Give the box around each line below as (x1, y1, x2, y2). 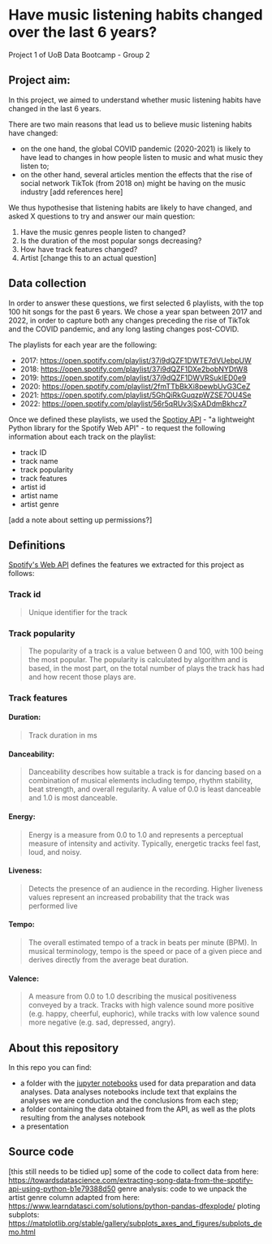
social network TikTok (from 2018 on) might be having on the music (19, 178, 246, 188)
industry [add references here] (19, 187, 123, 197)
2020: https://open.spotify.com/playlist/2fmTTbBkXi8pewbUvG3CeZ (19, 381, 251, 391)
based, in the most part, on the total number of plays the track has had (28, 663, 265, 673)
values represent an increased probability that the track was (28, 892, 230, 902)
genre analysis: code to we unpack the (117, 1184, 248, 1194)
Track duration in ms (28, 730, 97, 740)
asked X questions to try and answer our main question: (8, 211, 196, 221)
